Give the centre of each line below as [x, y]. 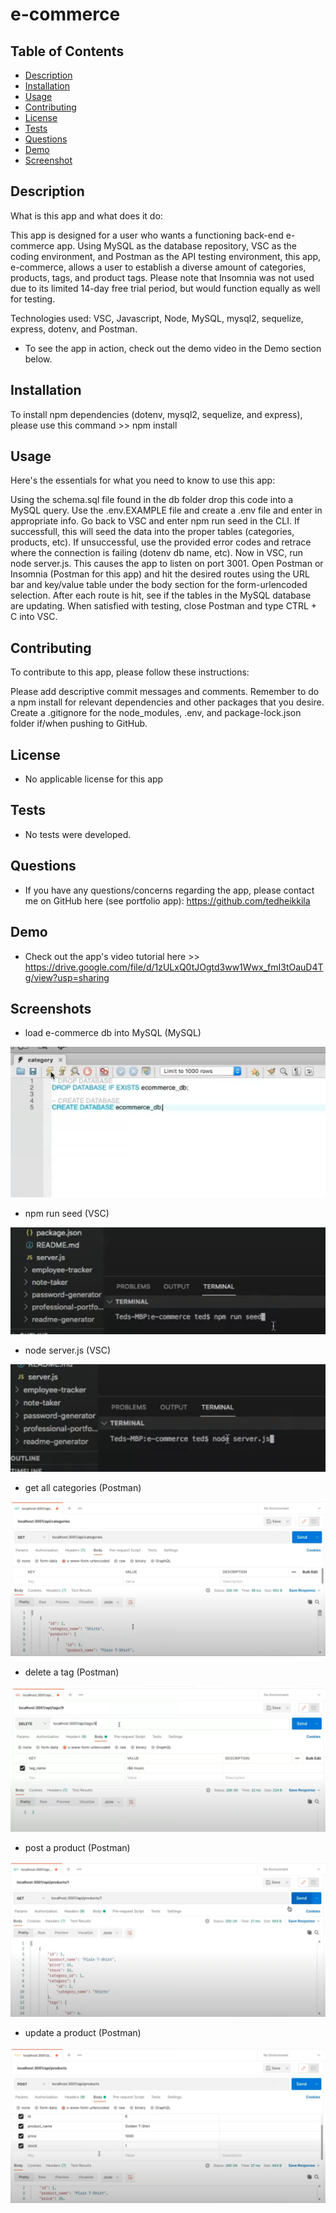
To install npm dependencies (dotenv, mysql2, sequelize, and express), [156, 414]
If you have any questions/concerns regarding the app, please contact [169, 890]
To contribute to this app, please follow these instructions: [130, 672]
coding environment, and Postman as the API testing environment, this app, [166, 256]
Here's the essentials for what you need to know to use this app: [143, 480]
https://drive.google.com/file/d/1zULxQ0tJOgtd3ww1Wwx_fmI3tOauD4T [174, 967]
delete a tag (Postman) [72, 1672]
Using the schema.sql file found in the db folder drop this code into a [152, 500]
